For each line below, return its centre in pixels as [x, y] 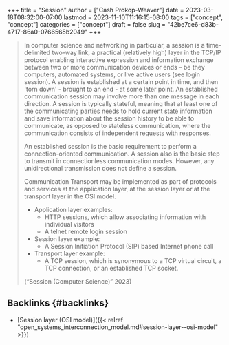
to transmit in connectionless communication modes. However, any [119, 161]
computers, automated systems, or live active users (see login [112, 74]
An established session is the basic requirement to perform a [110, 146]
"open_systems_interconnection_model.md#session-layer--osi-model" [118, 327]
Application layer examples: [73, 210]
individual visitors [69, 224]
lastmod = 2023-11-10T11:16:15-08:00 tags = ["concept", [143, 17]
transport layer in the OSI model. [70, 196]
